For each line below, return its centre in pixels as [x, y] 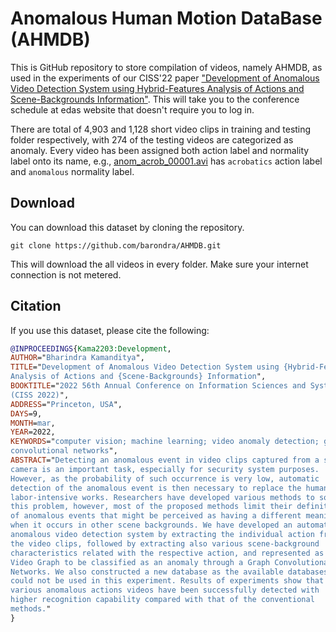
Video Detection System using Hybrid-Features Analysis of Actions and [157, 88]
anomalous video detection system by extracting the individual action [162, 535]
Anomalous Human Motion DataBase [166, 18]
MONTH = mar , [33, 423]
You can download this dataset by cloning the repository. [127, 227]
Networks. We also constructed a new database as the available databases [169, 572]
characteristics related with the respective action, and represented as [167, 553]
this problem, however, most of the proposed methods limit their [151, 507]
